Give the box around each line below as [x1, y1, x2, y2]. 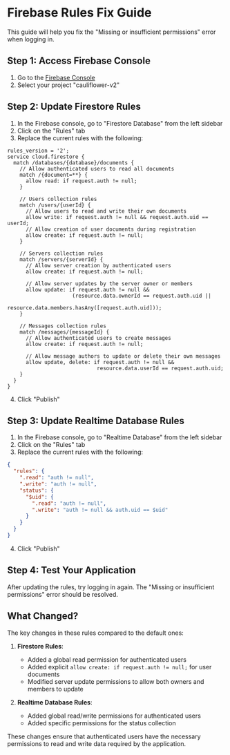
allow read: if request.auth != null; [25, 178, 137, 184]
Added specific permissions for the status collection [27, 718, 176, 727]
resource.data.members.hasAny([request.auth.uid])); [7, 304, 162, 312]
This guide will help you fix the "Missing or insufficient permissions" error [7, 28, 216, 36]
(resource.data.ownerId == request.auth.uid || [72, 292, 212, 299]
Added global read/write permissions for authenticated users [27, 711, 202, 720]
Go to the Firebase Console [17, 73, 95, 82]
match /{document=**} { [19, 171, 88, 178]
